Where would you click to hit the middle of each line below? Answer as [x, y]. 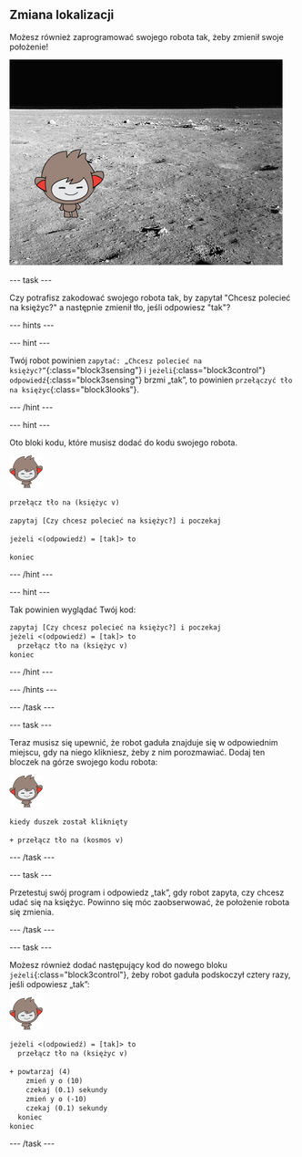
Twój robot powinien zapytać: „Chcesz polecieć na [106, 360]
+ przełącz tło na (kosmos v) [67, 840]
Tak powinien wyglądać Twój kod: [73, 610]
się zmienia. [32, 912]
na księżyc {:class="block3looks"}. [74, 389]
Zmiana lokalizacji [62, 15]
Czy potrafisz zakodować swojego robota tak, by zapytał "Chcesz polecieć [150, 297]
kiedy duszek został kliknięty [69, 822]
